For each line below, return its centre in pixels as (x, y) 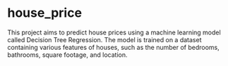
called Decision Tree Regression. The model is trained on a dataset (104, 39)
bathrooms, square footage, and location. (68, 55)
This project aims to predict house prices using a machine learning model (114, 32)
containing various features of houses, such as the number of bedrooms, (114, 47)
